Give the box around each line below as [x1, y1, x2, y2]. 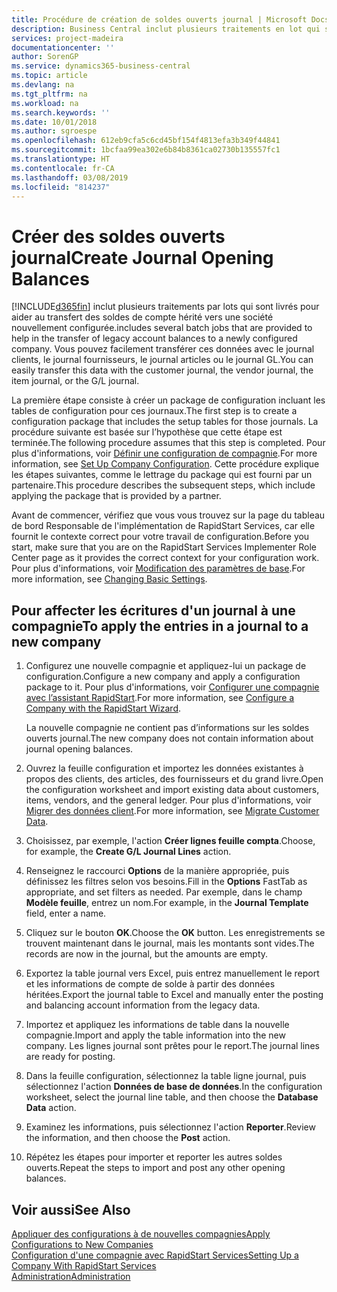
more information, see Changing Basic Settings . [11, 573, 208, 585]
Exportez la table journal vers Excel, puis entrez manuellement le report [25, 967, 320, 980]
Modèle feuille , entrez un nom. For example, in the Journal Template [25, 897, 309, 909]
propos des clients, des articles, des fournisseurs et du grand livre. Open [25, 773, 324, 785]
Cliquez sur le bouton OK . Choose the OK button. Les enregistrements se [25, 927, 326, 939]
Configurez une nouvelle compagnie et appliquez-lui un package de [25, 660, 307, 672]
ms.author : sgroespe [11, 126, 98, 136]
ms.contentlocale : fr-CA [11, 163, 115, 173]
